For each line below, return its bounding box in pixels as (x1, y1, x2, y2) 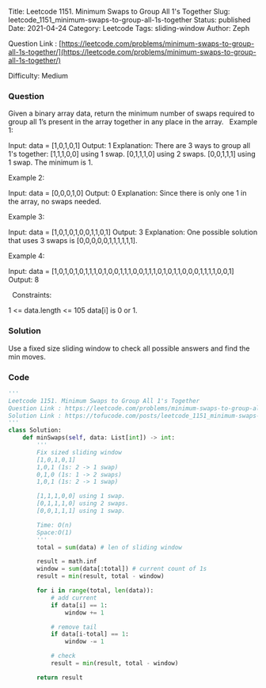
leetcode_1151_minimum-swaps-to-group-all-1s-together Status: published (8, 15, 251, 25)
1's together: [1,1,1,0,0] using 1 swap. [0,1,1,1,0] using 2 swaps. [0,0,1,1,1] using (8, 150, 256, 159)
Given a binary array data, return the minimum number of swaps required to (8, 108, 255, 118)
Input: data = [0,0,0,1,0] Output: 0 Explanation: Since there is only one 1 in (8, 188, 247, 198)
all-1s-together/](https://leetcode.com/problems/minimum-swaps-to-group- (8, 48, 256, 56)
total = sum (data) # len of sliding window (36, 543, 182, 551)
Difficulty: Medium (8, 71, 69, 80)
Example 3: (8, 212, 45, 222)
